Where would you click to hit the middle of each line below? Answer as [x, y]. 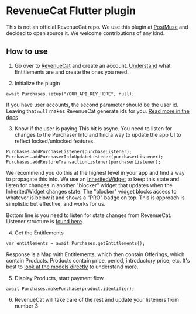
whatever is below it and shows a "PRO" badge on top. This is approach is [95, 198]
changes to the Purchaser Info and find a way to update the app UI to [98, 134]
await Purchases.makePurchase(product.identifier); [70, 289]
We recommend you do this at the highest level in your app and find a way [96, 172]
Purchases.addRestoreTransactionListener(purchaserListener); [83, 162]
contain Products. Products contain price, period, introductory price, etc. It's [98, 260]
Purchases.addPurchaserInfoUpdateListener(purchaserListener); [85, 157]
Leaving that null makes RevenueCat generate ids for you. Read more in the [98, 111]
